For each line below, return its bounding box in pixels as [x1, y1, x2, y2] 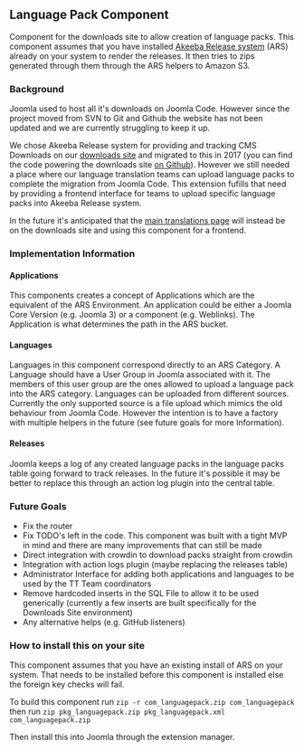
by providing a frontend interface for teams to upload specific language [9, 188, 276, 199]
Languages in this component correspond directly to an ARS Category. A [9, 359, 280, 370]
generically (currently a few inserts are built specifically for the [22, 597, 257, 608]
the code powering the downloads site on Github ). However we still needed [9, 159, 290, 170]
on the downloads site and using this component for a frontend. [9, 225, 247, 236]
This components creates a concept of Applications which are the [9, 290, 255, 301]
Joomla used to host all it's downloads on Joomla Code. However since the [9, 103, 290, 114]
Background [9, 82, 65, 95]
